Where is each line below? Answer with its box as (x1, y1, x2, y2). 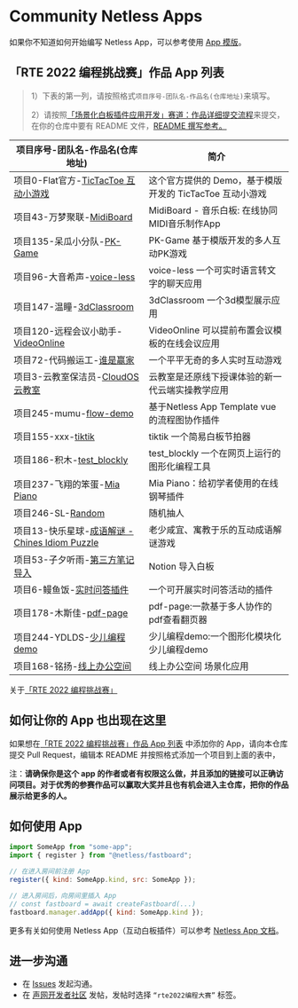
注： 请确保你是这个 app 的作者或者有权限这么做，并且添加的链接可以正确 (9, 768, 277, 778)
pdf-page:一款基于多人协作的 (148, 600, 272, 612)
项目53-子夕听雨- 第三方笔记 (13, 553, 135, 565)
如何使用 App (9, 818, 82, 833)
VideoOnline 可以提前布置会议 (148, 324, 273, 336)
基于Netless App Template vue (148, 400, 277, 413)
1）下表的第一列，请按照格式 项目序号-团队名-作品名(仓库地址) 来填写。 (30, 91, 275, 101)
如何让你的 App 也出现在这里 (9, 713, 167, 728)
